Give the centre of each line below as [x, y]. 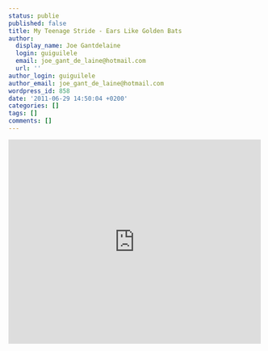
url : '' [29, 69]
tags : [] [23, 114]
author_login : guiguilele [52, 76]
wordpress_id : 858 [39, 91]
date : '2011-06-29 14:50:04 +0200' [68, 98]
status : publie [34, 16]
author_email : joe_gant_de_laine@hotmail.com [86, 83]
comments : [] [30, 121]
